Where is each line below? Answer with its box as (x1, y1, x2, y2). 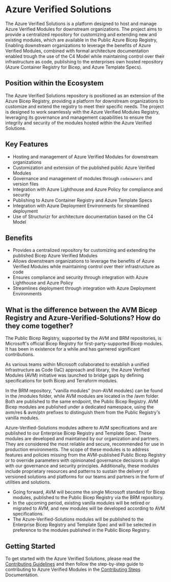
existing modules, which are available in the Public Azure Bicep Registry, (5, 37, 158, 43)
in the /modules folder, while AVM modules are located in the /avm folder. (5, 393, 160, 399)
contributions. (5, 352, 35, 358)
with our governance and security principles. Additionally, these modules (5, 463, 159, 469)
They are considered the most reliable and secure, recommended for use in (5, 441, 164, 447)
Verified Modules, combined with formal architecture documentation (5, 48, 149, 54)
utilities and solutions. (5, 479, 51, 485)
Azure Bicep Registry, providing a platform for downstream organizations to (5, 98, 164, 104)
